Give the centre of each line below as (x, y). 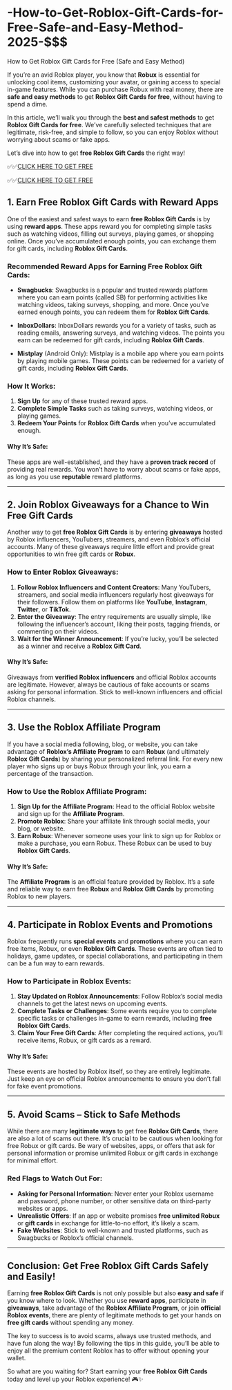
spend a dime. (28, 104)
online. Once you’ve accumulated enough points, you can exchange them (112, 241)
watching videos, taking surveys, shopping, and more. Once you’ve (113, 305)
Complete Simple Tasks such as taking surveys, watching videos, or (115, 409)
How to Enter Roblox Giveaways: (63, 572)
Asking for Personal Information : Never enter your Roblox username (115, 1194)
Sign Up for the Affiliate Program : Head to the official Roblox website (116, 806)
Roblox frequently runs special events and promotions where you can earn (115, 941)
